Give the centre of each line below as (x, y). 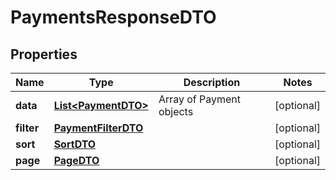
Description (212, 82)
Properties (44, 54)
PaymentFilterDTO (98, 128)
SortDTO (75, 144)
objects (176, 111)
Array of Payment (200, 99)
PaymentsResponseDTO (113, 17)
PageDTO (76, 160)
